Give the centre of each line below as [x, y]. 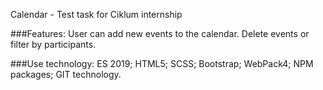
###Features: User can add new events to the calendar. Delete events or [160, 33]
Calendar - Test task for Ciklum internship [96, 14]
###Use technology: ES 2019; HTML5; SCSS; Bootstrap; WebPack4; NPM [162, 63]
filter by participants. [53, 44]
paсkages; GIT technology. [66, 74]
